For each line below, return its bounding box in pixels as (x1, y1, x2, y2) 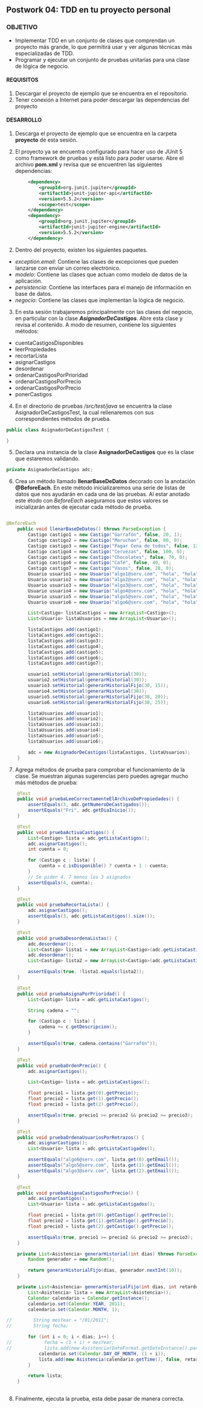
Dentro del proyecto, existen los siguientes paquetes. (14, 246, 148, 253)
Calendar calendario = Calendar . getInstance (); (28, 1295, 150, 1301)
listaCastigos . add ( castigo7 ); (28, 660, 104, 667)
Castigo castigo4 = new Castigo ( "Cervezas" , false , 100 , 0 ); (28, 549, 185, 555)
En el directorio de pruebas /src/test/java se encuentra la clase (14, 402, 172, 409)
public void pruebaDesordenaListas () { (17, 935, 118, 941)
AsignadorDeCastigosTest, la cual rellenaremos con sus (14, 408, 154, 416)
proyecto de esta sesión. (14, 136, 78, 144)
